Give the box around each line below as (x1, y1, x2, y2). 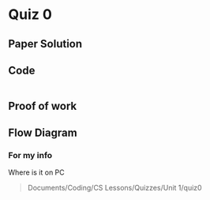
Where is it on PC (8, 168, 65, 177)
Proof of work (8, 99, 77, 112)
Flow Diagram (8, 126, 77, 140)
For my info (8, 150, 53, 161)
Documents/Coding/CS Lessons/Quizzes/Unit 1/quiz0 (27, 183, 203, 193)
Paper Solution (8, 37, 83, 51)
